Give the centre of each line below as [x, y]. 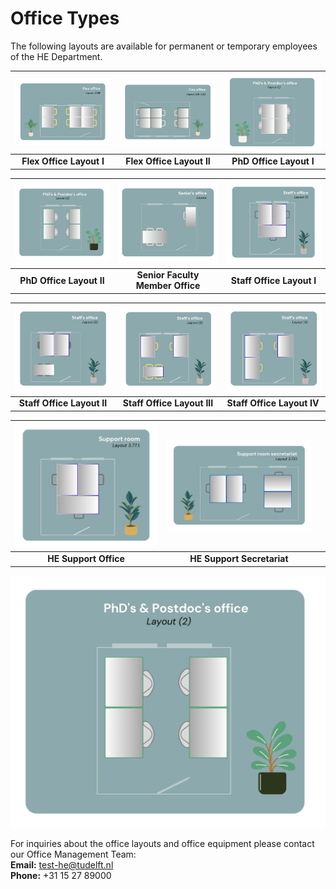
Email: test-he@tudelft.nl [62, 864]
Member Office [168, 286]
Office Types [65, 18]
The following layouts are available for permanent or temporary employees [164, 46]
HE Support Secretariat [239, 558]
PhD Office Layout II [62, 280]
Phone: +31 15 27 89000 [61, 875]
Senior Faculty [168, 275]
